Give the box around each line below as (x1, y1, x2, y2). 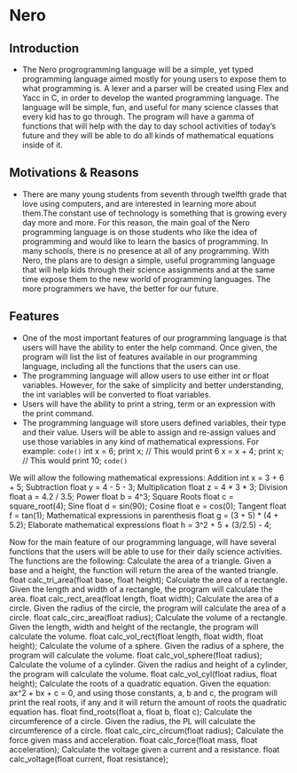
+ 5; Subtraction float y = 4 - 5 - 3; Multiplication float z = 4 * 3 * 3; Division (9, 481, 288, 493)
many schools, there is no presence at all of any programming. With (21, 245, 270, 256)
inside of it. (21, 139, 64, 150)
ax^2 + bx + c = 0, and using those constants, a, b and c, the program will (9, 687, 277, 698)
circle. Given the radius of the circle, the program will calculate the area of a (9, 603, 286, 613)
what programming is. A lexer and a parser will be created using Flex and (21, 83, 289, 93)
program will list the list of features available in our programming (21, 351, 258, 362)
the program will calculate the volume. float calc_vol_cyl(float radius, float (9, 668, 277, 679)
